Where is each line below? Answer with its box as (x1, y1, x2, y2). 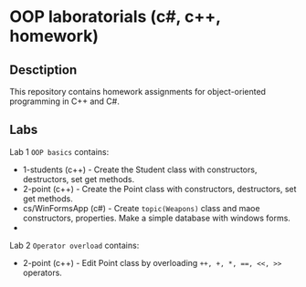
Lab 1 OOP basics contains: (9, 146, 110, 157)
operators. (22, 267, 62, 278)
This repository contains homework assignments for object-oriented (9, 87, 267, 97)
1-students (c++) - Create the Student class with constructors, (22, 164, 258, 175)
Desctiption (9, 62, 78, 77)
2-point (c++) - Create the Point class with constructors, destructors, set (22, 183, 297, 194)
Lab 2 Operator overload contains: (9, 240, 140, 251)
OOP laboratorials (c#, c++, (9, 6, 221, 27)
